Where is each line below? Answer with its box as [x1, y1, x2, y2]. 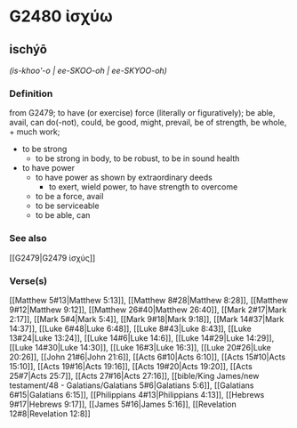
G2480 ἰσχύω [9, 6, 113, 27]
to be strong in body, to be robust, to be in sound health [35, 153, 240, 164]
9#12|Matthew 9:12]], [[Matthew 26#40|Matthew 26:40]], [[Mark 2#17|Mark [9, 304, 287, 315]
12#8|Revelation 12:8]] [9, 408, 91, 419]
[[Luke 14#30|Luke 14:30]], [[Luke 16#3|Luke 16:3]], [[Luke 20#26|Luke [9, 342, 271, 352]
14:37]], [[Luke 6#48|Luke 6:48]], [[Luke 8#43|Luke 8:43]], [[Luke [9, 323, 252, 334]
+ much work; [9, 126, 60, 137]
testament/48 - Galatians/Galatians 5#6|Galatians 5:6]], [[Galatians [9, 380, 254, 391]
